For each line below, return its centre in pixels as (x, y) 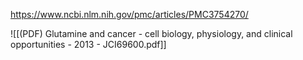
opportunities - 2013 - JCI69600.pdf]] (88, 44)
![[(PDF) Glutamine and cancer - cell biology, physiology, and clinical (151, 33)
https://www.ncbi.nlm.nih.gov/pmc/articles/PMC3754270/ (129, 14)
